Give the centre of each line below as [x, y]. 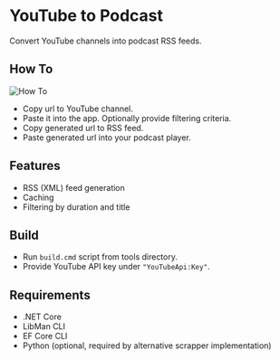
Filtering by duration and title [76, 207]
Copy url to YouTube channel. [78, 109]
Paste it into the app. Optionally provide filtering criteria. [127, 118]
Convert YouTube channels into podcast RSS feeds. [106, 41]
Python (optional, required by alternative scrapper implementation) [147, 346]
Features [35, 166]
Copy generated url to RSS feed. [83, 128]
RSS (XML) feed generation [73, 187]
